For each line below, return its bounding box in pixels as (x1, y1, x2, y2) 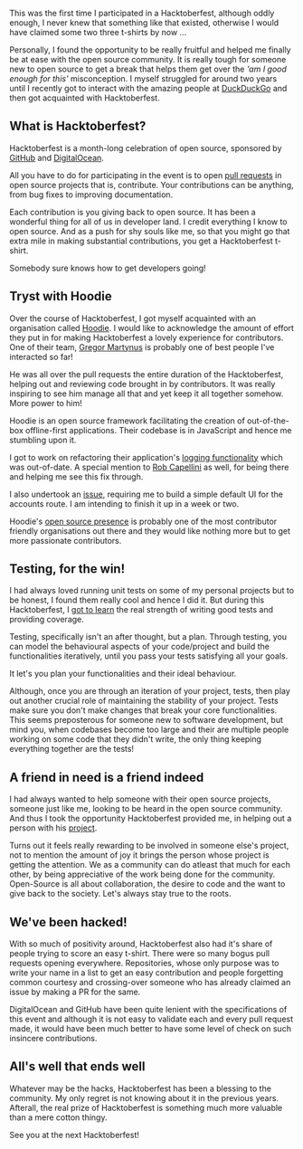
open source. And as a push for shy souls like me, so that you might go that (9, 225, 290, 236)
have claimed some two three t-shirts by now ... (9, 27, 187, 37)
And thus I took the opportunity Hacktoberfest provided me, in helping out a (9, 813, 292, 824)
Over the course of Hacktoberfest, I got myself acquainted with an (9, 312, 256, 324)
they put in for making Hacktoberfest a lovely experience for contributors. (9, 332, 284, 343)
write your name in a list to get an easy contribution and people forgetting (9, 967, 283, 978)
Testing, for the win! (9, 561, 126, 577)
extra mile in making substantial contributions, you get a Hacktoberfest (9, 235, 273, 246)
